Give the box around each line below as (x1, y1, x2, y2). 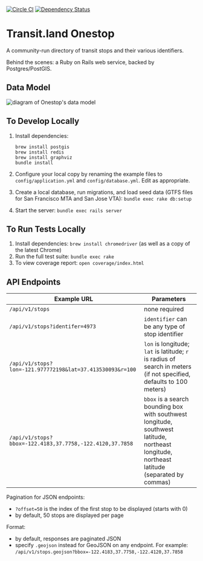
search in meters (144, 363, 192, 371)
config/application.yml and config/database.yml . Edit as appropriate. (14, 177, 190, 184)
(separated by (144, 470, 184, 479)
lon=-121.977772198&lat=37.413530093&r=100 (9, 366, 137, 373)
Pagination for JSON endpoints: (6, 493, 85, 501)
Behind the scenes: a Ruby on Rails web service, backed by (6, 58, 155, 66)
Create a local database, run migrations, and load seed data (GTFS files (14, 188, 193, 196)
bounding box (144, 403, 183, 411)
